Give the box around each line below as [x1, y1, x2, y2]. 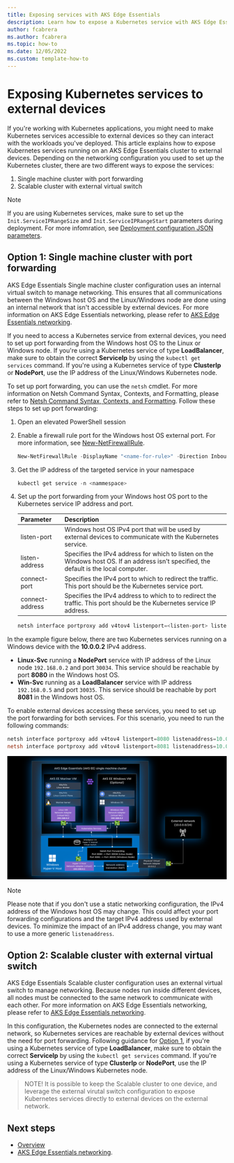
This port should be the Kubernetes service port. [64, 582, 204, 590]
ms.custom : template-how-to [7, 56, 89, 63]
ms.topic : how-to [7, 40, 58, 48]
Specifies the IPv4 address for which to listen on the [64, 550, 214, 558]
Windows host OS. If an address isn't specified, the [64, 557, 211, 566]
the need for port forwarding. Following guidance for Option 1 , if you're [7, 1037, 210, 1045]
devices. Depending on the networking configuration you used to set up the [7, 153, 225, 162]
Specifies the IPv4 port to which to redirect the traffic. [64, 574, 218, 583]
